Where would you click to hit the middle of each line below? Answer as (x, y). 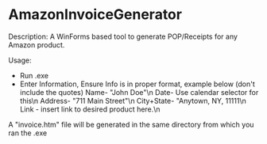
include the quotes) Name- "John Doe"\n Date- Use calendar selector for (139, 92)
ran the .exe (28, 133)
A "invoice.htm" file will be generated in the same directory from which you (131, 124)
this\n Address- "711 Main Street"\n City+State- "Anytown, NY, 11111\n (133, 100)
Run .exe (34, 75)
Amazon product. (37, 44)
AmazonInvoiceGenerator (95, 15)
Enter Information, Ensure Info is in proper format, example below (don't (137, 84)
